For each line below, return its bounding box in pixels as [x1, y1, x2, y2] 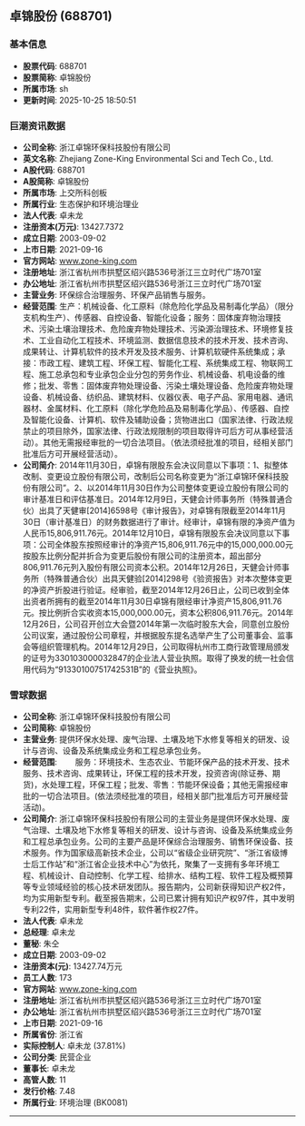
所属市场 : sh [22, 83, 69, 94]
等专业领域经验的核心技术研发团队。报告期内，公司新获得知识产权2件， [22, 882, 290, 893]
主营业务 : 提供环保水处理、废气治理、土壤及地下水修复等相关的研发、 [22, 734, 282, 745]
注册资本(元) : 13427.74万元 [22, 961, 123, 972]
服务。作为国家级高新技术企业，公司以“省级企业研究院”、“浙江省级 [30, 847, 280, 858]
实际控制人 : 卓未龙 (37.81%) [22, 1041, 126, 1052]
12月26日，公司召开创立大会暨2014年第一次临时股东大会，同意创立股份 [22, 618, 290, 629]
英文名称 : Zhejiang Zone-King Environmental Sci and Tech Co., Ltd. [22, 153, 274, 163]
